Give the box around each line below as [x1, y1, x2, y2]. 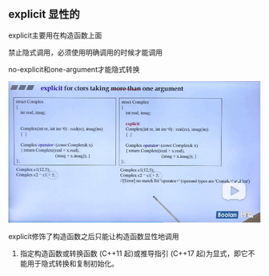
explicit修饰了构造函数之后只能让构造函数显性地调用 [8, 231, 179, 241]
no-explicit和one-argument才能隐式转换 [8, 64, 140, 74]
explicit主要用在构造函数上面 [8, 30, 102, 40]
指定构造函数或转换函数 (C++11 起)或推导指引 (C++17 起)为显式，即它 [19, 248, 248, 258]
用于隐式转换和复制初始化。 [26, 258, 118, 268]
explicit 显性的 [8, 7, 80, 22]
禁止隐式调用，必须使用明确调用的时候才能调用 [8, 47, 163, 57]
